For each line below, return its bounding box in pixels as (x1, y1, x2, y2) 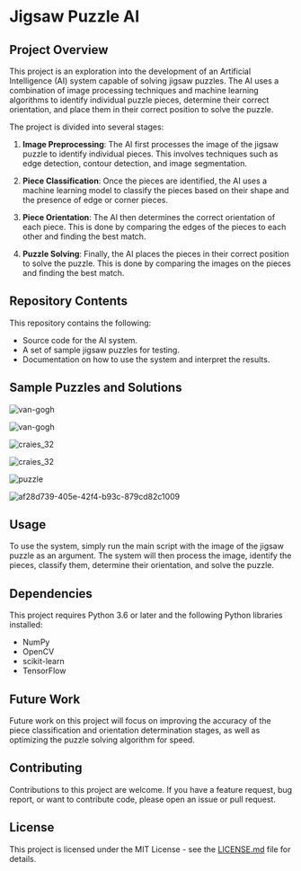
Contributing (9, 760, 83, 776)
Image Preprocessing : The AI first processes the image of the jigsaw (22, 139, 279, 149)
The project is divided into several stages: (9, 121, 164, 132)
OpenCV (22, 646, 55, 657)
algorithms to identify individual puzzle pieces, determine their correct (9, 94, 270, 105)
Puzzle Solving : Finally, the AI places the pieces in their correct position (22, 249, 289, 259)
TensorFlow (22, 665, 66, 676)
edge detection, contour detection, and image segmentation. (22, 158, 247, 168)
